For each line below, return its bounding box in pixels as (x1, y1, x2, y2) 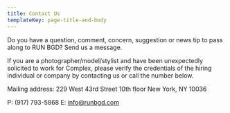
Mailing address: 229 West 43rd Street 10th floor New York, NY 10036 (7, 85, 207, 93)
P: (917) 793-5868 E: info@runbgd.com (7, 98, 120, 106)
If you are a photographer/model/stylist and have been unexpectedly (7, 56, 203, 64)
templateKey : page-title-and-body (7, 17, 107, 24)
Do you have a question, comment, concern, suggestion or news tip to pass (7, 35, 223, 44)
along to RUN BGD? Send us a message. (7, 43, 123, 51)
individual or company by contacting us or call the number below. (7, 71, 194, 80)
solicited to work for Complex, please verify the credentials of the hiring (7, 64, 212, 72)
